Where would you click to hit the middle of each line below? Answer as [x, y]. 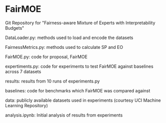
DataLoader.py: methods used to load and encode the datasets [69, 38]
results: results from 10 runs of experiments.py [53, 81]
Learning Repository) [27, 105]
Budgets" [15, 28]
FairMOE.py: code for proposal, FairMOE [46, 57]
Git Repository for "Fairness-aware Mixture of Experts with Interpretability [80, 23]
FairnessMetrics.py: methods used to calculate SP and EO [64, 47]
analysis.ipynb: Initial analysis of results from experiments [64, 115]
